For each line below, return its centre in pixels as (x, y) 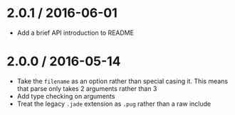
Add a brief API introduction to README (75, 33)
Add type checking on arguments (66, 96)
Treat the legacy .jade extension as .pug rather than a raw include (114, 104)
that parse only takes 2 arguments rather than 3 (87, 88)
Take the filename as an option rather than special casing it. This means (122, 81)
